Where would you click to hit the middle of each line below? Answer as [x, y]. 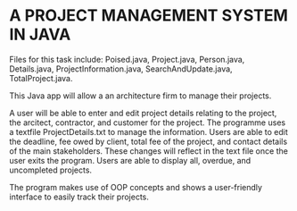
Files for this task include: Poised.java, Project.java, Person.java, [127, 59]
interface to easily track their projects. [79, 197]
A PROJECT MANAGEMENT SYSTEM [148, 16]
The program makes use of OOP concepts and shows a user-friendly [136, 187]
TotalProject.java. [41, 78]
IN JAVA [40, 34]
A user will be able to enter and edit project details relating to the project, [143, 113]
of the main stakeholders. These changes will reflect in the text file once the [148, 151]
